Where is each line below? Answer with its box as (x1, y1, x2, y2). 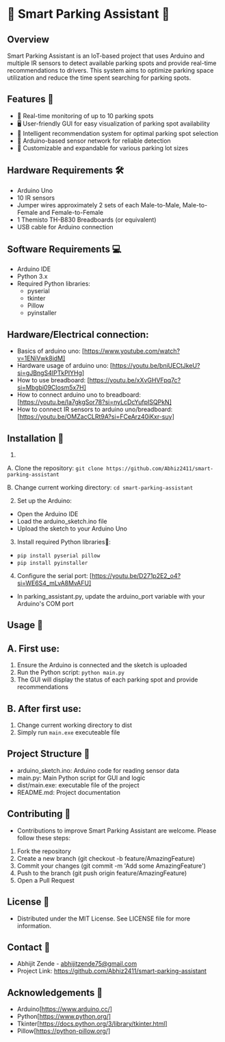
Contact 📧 (7, 941, 51, 953)
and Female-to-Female (39, 208, 104, 216)
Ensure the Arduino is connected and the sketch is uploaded (16, 661, 187, 669)
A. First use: (7, 642, 60, 654)
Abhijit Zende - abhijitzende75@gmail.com (16, 960, 137, 968)
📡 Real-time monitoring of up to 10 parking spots (16, 111, 154, 119)
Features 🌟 (7, 93, 54, 105)
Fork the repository (16, 847, 72, 855)
